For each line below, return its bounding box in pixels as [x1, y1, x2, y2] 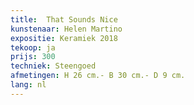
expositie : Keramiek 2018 [10, 33, 118, 43]
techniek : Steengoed [10, 61, 97, 71]
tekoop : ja [10, 42, 56, 53]
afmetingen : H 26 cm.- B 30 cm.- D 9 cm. [10, 71, 186, 81]
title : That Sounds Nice [10, 14, 118, 25]
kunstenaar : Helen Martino [10, 24, 123, 34]
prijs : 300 [10, 52, 56, 62]
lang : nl [10, 80, 47, 90]
